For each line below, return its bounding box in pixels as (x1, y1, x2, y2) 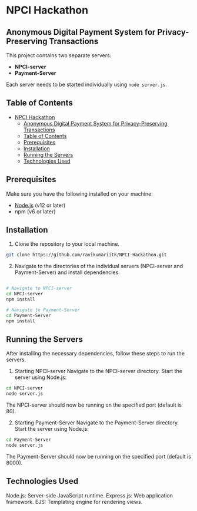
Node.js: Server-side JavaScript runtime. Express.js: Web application (6, 492, 173, 499)
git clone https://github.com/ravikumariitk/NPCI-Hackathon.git (6, 252, 167, 258)
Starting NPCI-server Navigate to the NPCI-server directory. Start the (14, 368, 182, 375)
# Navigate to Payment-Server (6, 307, 81, 313)
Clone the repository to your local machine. (14, 240, 119, 248)
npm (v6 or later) (14, 207, 56, 215)
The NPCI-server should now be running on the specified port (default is (6, 401, 182, 408)
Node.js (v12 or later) (14, 202, 66, 209)
